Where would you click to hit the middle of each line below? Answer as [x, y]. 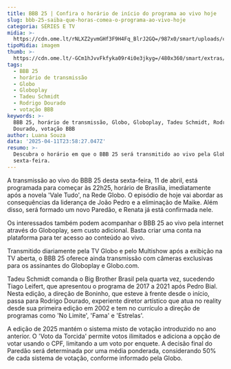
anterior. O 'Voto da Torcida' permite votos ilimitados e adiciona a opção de [114, 336]
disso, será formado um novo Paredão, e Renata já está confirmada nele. [110, 209]
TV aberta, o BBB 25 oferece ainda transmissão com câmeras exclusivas [110, 258]
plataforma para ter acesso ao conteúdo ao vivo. [76, 238]
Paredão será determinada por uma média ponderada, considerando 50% [112, 350]
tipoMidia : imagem [33, 45]
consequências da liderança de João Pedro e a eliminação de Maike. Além [113, 202]
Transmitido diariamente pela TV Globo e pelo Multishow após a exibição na [115, 251]
